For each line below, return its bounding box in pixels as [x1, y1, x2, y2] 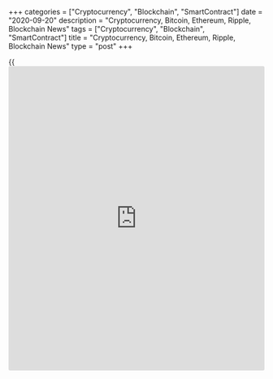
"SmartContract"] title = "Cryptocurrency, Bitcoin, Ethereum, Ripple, [8, 32, 236, 42]
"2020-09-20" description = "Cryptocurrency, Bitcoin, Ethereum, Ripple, [8, 15, 252, 25]
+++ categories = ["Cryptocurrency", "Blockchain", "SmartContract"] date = [8, 7, 263, 16]
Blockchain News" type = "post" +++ [8, 41, 133, 51]
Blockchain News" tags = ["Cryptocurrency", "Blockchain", [8, 24, 206, 33]
